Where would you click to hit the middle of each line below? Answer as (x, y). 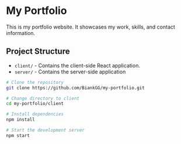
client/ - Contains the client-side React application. (77, 65)
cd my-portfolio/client (35, 104)
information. (21, 33)
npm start (18, 135)
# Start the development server (45, 130)
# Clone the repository (35, 82)
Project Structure (38, 52)
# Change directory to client (43, 98)
